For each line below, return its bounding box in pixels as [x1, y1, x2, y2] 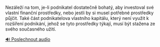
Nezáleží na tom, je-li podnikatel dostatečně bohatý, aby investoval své [5, 5, 154, 10]
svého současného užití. [5, 26, 56, 32]
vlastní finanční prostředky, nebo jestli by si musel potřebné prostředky [5, 10, 154, 16]
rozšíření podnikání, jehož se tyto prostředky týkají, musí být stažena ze [5, 20, 155, 27]
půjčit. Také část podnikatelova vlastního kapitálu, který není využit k [5, 15, 149, 21]
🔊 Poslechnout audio [5, 36, 51, 42]
